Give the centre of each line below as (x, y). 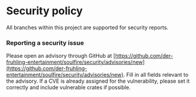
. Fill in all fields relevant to (156, 75)
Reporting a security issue (45, 43)
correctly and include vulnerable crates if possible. (69, 87)
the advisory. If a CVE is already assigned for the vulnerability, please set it (98, 81)
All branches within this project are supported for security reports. (87, 27)
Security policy (45, 11)
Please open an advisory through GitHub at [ (61, 56)
